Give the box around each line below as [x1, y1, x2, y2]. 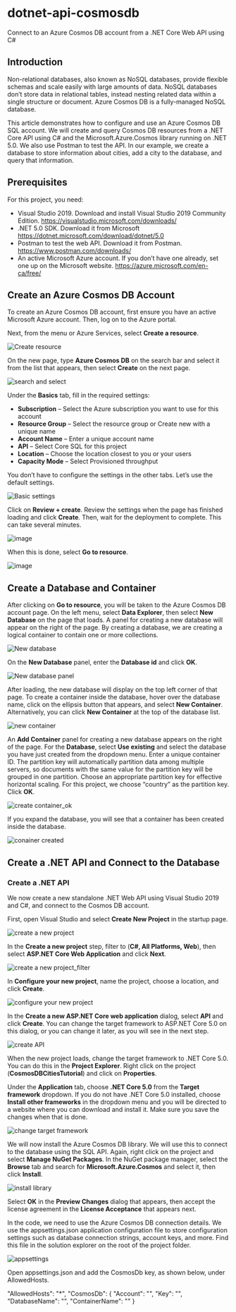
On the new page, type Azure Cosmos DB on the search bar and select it [7, 356, 220, 364]
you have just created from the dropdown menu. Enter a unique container [7, 750, 221, 759]
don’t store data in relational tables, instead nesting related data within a [7, 90, 216, 98]
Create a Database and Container [7, 582, 156, 594]
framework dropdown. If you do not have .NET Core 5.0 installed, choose [7, 1090, 221, 1098]
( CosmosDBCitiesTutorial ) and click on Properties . [7, 1069, 157, 1077]
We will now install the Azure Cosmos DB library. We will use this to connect [7, 1140, 228, 1148]
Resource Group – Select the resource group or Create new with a [17, 419, 211, 428]
